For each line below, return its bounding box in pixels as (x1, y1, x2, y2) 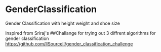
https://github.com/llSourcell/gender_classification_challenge (5, 40, 133, 46)
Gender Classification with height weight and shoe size (5, 20, 120, 26)
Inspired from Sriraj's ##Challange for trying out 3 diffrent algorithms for (5, 30, 156, 36)
